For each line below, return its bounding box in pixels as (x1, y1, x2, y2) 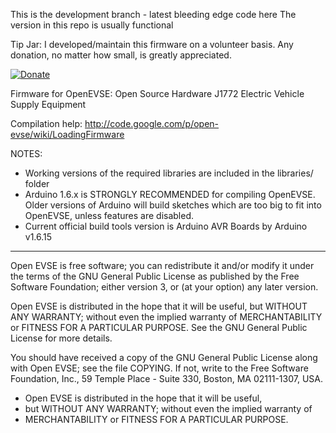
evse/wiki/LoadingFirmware (10, 129, 125, 140)
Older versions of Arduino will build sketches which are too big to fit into (24, 199, 322, 211)
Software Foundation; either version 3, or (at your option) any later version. (10, 281, 319, 293)
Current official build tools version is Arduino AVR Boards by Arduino (24, 220, 308, 232)
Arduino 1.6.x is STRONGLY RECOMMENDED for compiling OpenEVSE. (24, 189, 316, 200)
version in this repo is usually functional (10, 19, 174, 31)
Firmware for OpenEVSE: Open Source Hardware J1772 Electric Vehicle (10, 88, 305, 99)
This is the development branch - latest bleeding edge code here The (10, 9, 297, 20)
